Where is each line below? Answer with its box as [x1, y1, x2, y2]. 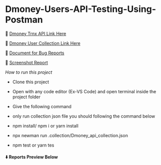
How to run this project [5, 69, 52, 75]
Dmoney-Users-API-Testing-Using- [5, 3, 156, 15]
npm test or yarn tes [12, 142, 54, 148]
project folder [12, 94, 41, 100]
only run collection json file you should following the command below [12, 113, 155, 119]
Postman [5, 14, 43, 25]
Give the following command [12, 103, 71, 109]
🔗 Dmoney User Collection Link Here [5, 40, 81, 46]
